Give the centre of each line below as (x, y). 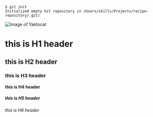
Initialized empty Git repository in (43, 11)
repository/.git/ (23, 15)
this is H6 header (22, 110)
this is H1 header (39, 44)
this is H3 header (25, 75)
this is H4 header (23, 87)
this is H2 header (31, 62)
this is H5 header (23, 98)
